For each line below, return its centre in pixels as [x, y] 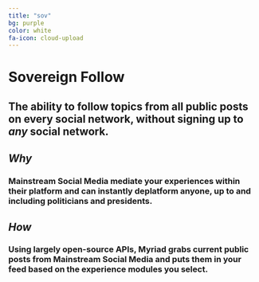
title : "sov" [30, 16]
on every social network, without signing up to [126, 119]
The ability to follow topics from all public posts [128, 106]
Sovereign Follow [67, 77]
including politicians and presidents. [80, 202]
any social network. [59, 131]
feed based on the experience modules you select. [108, 269]
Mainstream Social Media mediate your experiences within [124, 182]
